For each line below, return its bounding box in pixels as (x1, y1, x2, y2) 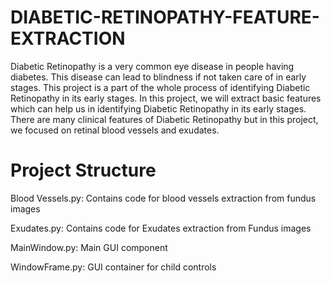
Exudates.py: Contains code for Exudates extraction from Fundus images (10, 222, 312, 234)
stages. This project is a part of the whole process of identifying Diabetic (10, 81, 311, 93)
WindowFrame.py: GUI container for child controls (10, 261, 217, 273)
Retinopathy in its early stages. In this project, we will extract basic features (10, 92, 322, 104)
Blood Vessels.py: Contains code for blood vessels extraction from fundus (10, 192, 317, 204)
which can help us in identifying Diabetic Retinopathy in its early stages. (10, 102, 307, 115)
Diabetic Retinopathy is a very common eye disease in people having (10, 60, 295, 72)
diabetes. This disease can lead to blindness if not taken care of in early (10, 71, 307, 83)
